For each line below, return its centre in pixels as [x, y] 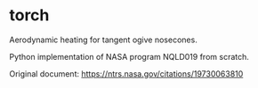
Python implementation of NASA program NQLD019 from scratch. [129, 56]
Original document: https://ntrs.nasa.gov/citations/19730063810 [126, 73]
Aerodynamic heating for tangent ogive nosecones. [103, 40]
